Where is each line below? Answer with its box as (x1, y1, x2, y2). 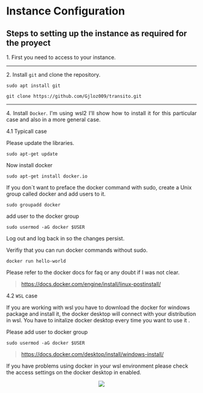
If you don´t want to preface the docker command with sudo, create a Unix (6, 184, 192, 191)
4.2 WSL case (6, 292, 38, 299)
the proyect (6, 37, 51, 48)
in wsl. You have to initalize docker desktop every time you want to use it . (6, 317, 190, 324)
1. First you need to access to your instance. (6, 54, 116, 61)
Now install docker (6, 162, 53, 168)
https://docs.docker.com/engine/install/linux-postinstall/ (21, 281, 161, 287)
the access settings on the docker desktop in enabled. (6, 369, 142, 375)
